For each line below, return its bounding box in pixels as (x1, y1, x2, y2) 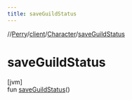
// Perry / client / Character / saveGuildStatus (7, 30, 125, 38)
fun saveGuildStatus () (7, 85, 70, 94)
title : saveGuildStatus (7, 10, 77, 18)
